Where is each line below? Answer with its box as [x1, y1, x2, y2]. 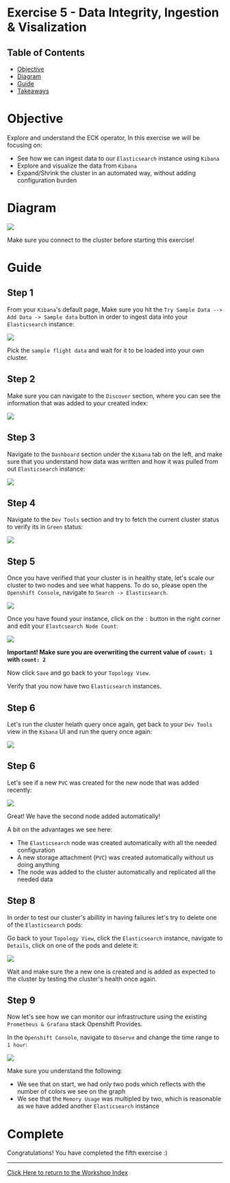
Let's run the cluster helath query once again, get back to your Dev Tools [7, 720, 213, 728]
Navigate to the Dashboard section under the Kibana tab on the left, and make [7, 450, 222, 458]
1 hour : [7, 1041, 27, 1049]
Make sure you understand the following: [7, 1067, 123, 1075]
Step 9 [7, 994, 36, 1006]
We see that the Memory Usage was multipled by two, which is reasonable [16, 1094, 221, 1103]
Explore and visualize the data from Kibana [16, 161, 137, 170]
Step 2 [7, 373, 36, 385]
